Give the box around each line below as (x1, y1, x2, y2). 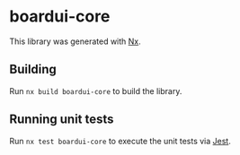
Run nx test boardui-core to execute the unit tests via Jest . (9, 135, 231, 146)
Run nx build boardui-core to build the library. (9, 85, 182, 96)
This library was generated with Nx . (9, 36, 141, 47)
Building (9, 62, 57, 77)
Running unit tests (9, 112, 114, 127)
